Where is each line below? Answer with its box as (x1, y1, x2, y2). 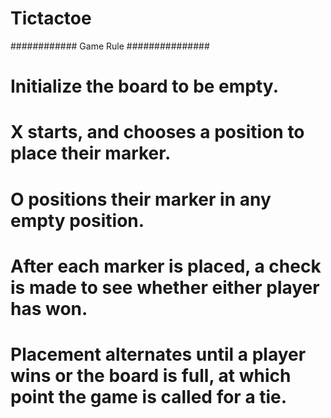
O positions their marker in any (10, 188, 272, 211)
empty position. (10, 209, 145, 232)
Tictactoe (10, 7, 92, 30)
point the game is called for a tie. (10, 385, 288, 408)
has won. (10, 297, 88, 320)
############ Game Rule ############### (10, 40, 210, 52)
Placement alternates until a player (10, 343, 307, 366)
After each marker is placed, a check (10, 255, 322, 277)
